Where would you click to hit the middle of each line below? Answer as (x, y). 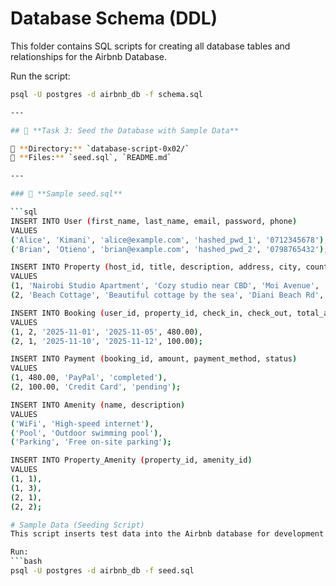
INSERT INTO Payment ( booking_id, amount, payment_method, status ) (154, 359)
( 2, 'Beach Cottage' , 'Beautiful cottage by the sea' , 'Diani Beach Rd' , (167, 295)
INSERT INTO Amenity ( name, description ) (98, 405)
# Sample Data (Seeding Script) (77, 525)
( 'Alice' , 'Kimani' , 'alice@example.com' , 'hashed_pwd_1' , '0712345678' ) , (169, 240)
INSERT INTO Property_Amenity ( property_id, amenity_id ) (131, 460)
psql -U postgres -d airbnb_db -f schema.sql (106, 94)
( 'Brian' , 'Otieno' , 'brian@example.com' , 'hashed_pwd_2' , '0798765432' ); (169, 249)
